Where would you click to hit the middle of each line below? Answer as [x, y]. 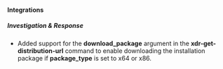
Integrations [26, 10]
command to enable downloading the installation [135, 51]
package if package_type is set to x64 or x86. [85, 58]
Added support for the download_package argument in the [103, 43]
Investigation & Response [46, 26]
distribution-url [40, 51]
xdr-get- [203, 43]
